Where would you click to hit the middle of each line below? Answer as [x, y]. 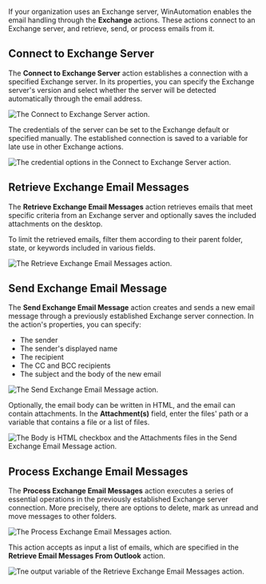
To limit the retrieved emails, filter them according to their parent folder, [126, 239]
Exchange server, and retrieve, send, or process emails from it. [111, 28]
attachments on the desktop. [56, 224]
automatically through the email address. [75, 99]
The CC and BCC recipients [65, 366]
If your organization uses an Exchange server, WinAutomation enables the [130, 12]
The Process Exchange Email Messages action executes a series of [121, 491]
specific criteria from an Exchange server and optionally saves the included [133, 215]
